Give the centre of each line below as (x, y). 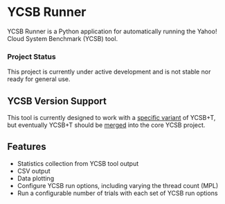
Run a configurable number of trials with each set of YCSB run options (117, 193)
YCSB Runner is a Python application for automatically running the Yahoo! (112, 31)
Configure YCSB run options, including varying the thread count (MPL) (118, 185)
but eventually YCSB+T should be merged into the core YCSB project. (106, 125)
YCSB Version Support (57, 101)
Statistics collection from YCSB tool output (78, 163)
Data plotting (35, 178)
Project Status (32, 56)
